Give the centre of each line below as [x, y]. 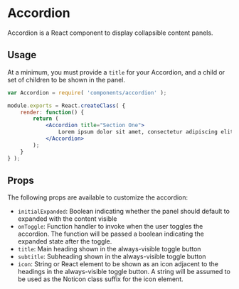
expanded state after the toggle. [65, 241]
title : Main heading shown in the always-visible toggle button [109, 249]
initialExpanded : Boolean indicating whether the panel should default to [123, 212]
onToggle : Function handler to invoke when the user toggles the [110, 227]
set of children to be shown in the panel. [67, 80]
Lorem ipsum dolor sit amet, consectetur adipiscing [138, 132]
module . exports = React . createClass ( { [67, 105]
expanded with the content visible [67, 219]
